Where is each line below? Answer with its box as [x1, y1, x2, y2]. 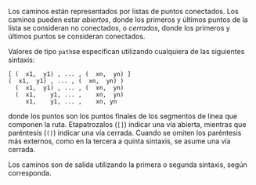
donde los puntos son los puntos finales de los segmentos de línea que [8, 111, 237, 121]
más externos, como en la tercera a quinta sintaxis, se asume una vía [8, 136, 231, 146]
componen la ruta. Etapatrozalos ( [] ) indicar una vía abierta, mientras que [8, 120, 247, 129]
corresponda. [8, 169, 52, 177]
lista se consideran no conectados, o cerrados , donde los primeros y [8, 24, 231, 32]
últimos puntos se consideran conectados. [8, 31, 146, 41]
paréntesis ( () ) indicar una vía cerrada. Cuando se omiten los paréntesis [8, 129, 242, 137]
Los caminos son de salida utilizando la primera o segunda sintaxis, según [8, 160, 248, 169]
